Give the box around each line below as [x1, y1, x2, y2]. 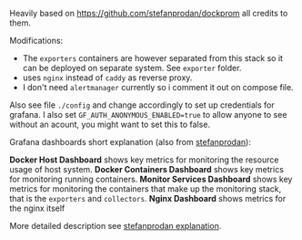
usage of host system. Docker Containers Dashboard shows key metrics [9, 164, 285, 174]
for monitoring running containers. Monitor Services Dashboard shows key [9, 173, 293, 184]
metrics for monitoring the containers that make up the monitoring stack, [9, 183, 282, 194]
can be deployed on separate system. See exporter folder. [22, 63, 242, 73]
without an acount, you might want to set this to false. [9, 119, 211, 130]
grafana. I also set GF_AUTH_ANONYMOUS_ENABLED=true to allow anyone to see [9, 110, 287, 120]
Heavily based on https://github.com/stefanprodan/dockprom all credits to [9, 8, 288, 18]
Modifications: [9, 36, 64, 46]
